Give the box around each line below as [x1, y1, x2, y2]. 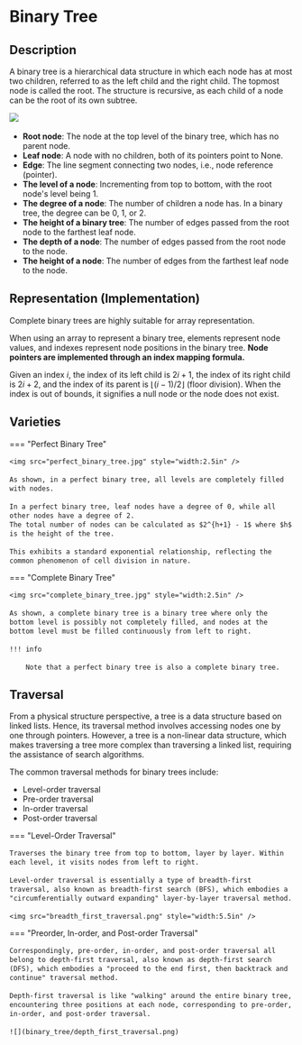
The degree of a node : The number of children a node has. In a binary [22, 198, 283, 208]
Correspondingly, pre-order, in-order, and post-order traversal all [9, 947, 277, 956]
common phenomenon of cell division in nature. [9, 556, 192, 565]
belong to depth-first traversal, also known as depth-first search [9, 956, 272, 965]
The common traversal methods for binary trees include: [9, 766, 219, 777]
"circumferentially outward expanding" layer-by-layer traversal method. [9, 894, 293, 903]
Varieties [9, 415, 61, 430]
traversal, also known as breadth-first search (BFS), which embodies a [9, 885, 288, 894]
